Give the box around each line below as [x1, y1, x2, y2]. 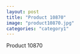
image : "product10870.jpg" [6, 20, 75, 26]
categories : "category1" [6, 25, 69, 32]
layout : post [6, 8, 39, 15]
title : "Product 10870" [6, 14, 67, 20]
